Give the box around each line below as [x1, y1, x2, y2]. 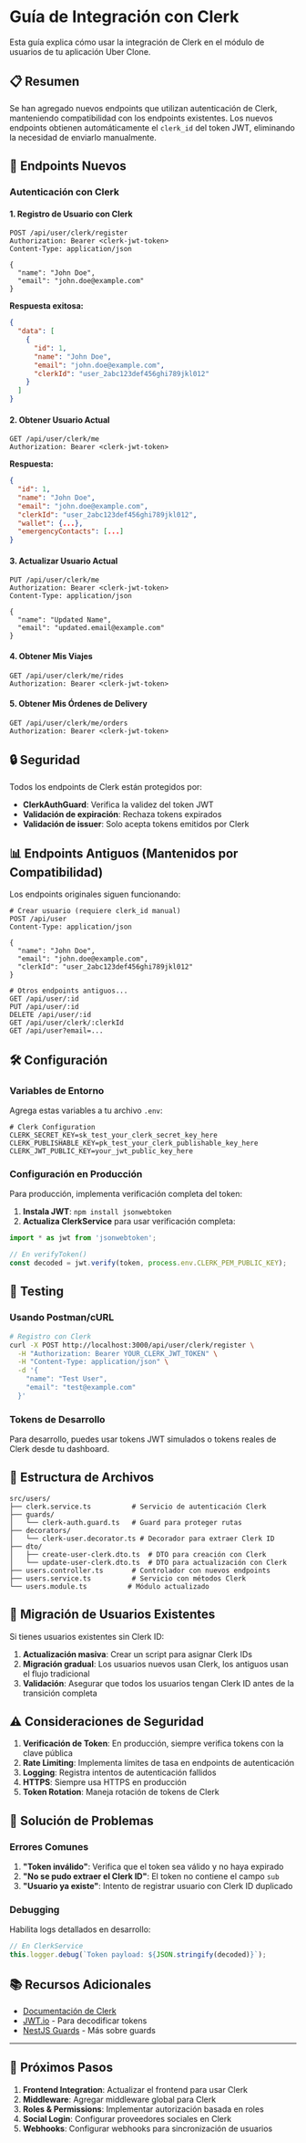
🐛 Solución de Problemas [9, 1812, 154, 1828]
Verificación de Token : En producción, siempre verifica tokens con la [22, 1738, 284, 1749]
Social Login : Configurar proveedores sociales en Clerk [22, 2113, 232, 2124]
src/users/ [9, 1494, 51, 1503]
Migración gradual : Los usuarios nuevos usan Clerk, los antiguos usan [22, 1658, 289, 1669]
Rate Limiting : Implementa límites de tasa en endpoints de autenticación [22, 1758, 294, 1769]
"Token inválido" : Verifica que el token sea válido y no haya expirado [22, 1861, 284, 1873]
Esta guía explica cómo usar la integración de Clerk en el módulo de [9, 37, 265, 47]
